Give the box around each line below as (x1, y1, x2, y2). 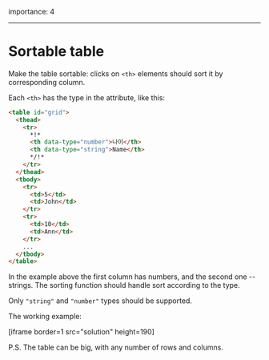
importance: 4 (8, 7, 55, 16)
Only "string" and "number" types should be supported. (8, 296, 192, 305)
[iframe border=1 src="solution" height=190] (8, 327, 155, 337)
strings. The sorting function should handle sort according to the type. (8, 281, 240, 290)
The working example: (8, 312, 82, 322)
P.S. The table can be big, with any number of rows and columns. (8, 342, 224, 352)
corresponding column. (8, 77, 86, 87)
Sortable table (8, 42, 105, 61)
